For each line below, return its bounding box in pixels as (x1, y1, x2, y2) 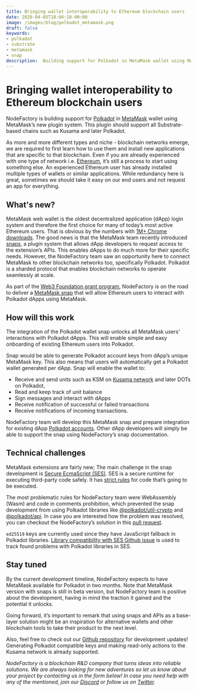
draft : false (6, 25, 38, 31)
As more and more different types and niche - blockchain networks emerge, (6, 139, 189, 146)
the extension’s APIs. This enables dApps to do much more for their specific (6, 246, 189, 253)
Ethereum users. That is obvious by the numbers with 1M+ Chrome (6, 228, 167, 235)
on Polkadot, (14, 382, 46, 389)
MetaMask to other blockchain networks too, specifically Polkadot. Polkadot (6, 259, 190, 266)
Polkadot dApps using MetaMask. (6, 295, 88, 303)
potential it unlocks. (6, 600, 54, 607)
